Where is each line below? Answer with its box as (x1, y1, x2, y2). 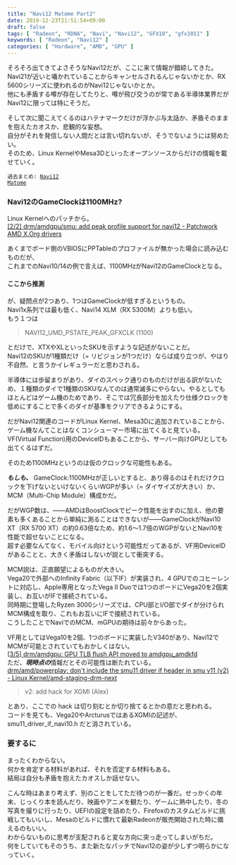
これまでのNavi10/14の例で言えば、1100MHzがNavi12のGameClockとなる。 (7, 262, 226, 270)
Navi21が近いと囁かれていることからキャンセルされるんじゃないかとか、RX (7, 72, 226, 80)
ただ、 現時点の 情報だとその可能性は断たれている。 (7, 658, 155, 667)
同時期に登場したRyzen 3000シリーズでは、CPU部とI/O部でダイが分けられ (7, 600, 225, 609)
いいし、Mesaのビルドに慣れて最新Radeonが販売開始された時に (31, 815, 218, 823)
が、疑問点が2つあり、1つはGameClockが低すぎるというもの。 (7, 296, 189, 305)
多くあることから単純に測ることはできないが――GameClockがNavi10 (19, 514, 221, 523)
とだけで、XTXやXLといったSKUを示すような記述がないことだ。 (7, 343, 194, 351)
